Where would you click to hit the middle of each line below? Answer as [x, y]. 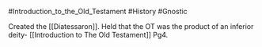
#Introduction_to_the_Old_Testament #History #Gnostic [98, 11]
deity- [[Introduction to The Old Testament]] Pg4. [88, 35]
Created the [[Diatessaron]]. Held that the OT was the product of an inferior [131, 26]
